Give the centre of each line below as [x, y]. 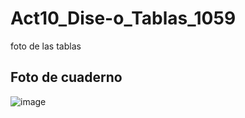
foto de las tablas [46, 46]
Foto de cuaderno [66, 77]
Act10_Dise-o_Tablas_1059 [123, 18]
